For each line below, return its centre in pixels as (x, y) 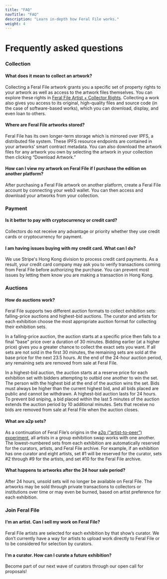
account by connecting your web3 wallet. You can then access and (74, 190)
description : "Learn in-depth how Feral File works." (62, 19)
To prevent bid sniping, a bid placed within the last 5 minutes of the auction (82, 399)
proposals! (16, 572)
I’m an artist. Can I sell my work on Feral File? (53, 522)
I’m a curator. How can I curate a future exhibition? (59, 555)
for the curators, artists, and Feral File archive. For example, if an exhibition (82, 448)
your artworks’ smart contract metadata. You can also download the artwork (83, 146)
